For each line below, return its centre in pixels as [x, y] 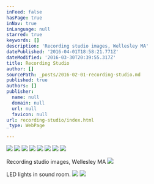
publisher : [20, 92]
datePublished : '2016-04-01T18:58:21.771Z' [63, 52]
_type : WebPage [26, 126]
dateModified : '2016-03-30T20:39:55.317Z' [61, 57]
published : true [27, 80]
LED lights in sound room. [39, 174]
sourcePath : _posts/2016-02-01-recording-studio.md [73, 75]
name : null [26, 97]
